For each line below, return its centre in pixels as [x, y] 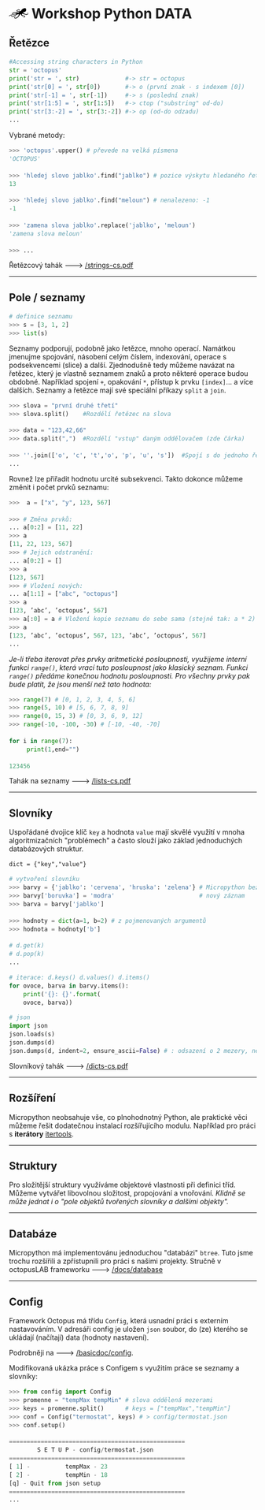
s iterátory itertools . [41, 1134]
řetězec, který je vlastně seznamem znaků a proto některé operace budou [129, 373]
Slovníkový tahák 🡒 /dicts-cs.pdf [68, 1066]
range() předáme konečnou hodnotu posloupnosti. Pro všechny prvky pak [130, 675]
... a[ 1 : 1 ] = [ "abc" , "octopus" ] [64, 594]
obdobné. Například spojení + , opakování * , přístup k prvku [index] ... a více [131, 381]
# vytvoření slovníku [44, 880]
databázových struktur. [46, 849]
